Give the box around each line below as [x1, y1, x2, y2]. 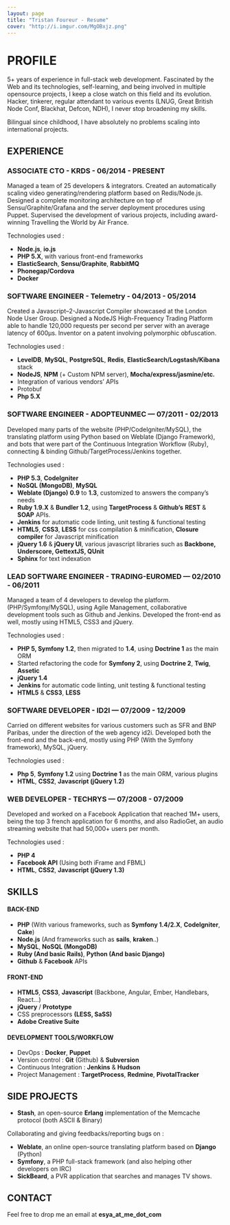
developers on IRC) [16, 1165, 72, 1173]
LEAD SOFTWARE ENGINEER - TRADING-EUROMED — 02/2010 [7, 571, 221, 581]
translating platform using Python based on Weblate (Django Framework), [7, 432, 216, 441]
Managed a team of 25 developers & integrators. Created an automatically [7, 182, 216, 189]
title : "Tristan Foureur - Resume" [7, 17, 109, 23]
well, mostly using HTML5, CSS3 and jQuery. [7, 617, 134, 626]
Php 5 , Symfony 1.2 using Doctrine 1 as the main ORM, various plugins [16, 770, 218, 779]
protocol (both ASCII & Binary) [16, 1116, 103, 1124]
